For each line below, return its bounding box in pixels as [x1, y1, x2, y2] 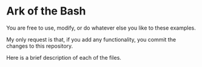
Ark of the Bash [6, 4, 86, 18]
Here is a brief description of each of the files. [6, 54, 121, 61]
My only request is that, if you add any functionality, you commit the [6, 36, 177, 43]
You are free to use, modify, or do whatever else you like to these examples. [6, 24, 196, 31]
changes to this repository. [6, 42, 73, 49]
